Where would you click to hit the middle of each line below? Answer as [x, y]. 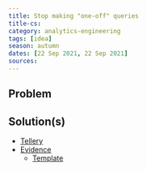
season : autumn [34, 46]
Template [48, 158]
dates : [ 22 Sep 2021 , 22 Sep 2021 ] [68, 53]
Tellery [31, 141]
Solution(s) [37, 121]
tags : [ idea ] [30, 38]
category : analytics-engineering [65, 31]
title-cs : [25, 24]
